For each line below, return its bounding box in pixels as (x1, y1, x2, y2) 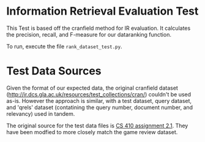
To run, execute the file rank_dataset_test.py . (6, 43, 122, 50)
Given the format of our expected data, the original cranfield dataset (6, 84, 179, 91)
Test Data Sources (6, 64, 102, 78)
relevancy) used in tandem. (6, 110, 75, 117)
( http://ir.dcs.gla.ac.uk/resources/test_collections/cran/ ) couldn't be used (6, 90, 192, 98)
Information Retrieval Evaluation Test (6, 4, 199, 18)
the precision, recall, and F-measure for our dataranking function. (6, 30, 171, 38)
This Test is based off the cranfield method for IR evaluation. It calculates (6, 24, 191, 32)
